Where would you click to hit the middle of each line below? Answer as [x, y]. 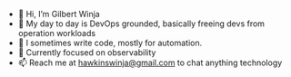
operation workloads [57, 33]
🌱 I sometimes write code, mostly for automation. [110, 43]
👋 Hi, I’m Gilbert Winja [59, 14]
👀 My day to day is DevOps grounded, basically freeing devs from [141, 24]
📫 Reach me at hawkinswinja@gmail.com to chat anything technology [150, 63]
